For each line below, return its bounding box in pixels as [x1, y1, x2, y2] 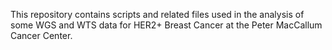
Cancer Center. [10, 30, 73, 41]
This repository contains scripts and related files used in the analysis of [10, 9, 305, 20]
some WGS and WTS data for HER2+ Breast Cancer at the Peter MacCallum [10, 19, 323, 31]
